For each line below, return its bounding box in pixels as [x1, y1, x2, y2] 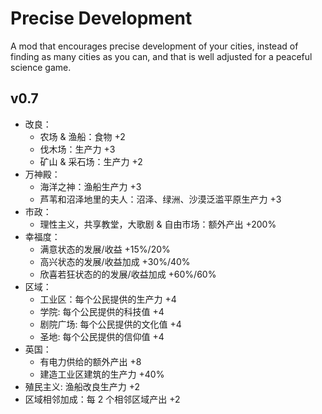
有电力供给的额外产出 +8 [39, 355, 142, 367]
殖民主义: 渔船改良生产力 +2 [24, 380, 141, 392]
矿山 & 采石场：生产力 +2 [39, 155, 143, 167]
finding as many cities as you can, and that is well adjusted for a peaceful [10, 50, 313, 62]
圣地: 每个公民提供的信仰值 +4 [39, 330, 165, 342]
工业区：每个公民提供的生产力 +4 [39, 293, 177, 305]
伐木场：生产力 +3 [39, 143, 116, 155]
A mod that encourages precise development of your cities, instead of [10, 40, 299, 52]
